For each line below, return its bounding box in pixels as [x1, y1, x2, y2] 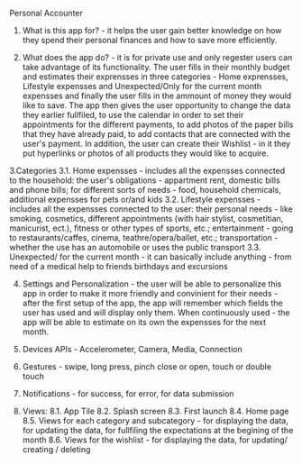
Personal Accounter [9, 8, 84, 18]
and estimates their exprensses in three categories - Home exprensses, [22, 71, 288, 82]
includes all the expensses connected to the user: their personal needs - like [9, 204, 293, 214]
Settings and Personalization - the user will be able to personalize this [22, 278, 282, 289]
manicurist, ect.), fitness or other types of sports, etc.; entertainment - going [9, 223, 294, 233]
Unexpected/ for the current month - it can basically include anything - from [9, 251, 292, 262]
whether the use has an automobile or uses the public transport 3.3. [9, 242, 261, 252]
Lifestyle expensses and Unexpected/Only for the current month [22, 81, 262, 91]
